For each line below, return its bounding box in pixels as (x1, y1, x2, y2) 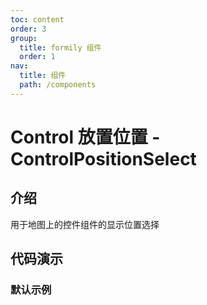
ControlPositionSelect (10, 147, 197, 170)
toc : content (10, 14, 65, 25)
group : (10, 33, 38, 43)
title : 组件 (19, 71, 67, 81)
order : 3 (10, 24, 47, 34)
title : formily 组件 (19, 42, 102, 53)
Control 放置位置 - (10, 126, 161, 148)
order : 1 (19, 52, 56, 62)
